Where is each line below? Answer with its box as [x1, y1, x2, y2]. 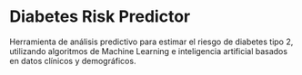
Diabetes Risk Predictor [9, 6, 191, 27]
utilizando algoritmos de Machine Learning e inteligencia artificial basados [9, 45, 288, 56]
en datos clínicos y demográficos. [9, 55, 136, 66]
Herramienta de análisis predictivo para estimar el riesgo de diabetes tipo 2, [9, 36, 294, 47]
